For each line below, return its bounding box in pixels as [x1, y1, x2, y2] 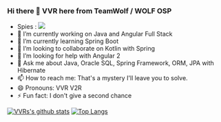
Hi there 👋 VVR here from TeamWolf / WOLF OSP [7, 6, 172, 16]
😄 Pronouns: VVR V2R [17, 84, 82, 92]
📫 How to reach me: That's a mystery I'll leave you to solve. [17, 74, 188, 82]
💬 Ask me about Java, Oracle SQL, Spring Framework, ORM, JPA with [17, 59, 215, 67]
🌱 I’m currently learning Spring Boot [17, 37, 119, 45]
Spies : [17, 23, 37, 31]
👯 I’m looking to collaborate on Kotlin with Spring [17, 45, 156, 53]
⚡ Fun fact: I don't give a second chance [17, 92, 132, 100]
